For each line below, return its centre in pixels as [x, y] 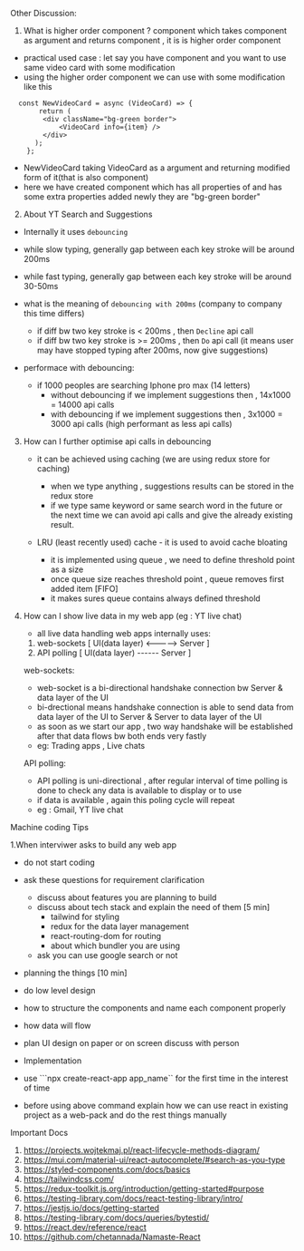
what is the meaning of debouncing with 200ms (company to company [153, 304]
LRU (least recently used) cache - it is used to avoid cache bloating [162, 542]
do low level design [59, 990]
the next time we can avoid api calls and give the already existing [171, 515]
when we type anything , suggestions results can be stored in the [172, 486]
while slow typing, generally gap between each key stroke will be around [159, 249]
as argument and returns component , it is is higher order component [152, 40]
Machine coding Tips [50, 827]
